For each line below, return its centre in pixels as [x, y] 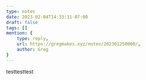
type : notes [21, 11]
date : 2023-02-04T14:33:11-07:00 [47, 17]
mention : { [19, 33]
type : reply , [33, 39]
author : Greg [33, 50]
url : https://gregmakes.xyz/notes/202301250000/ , [79, 44]
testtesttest [20, 71]
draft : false [22, 22]
